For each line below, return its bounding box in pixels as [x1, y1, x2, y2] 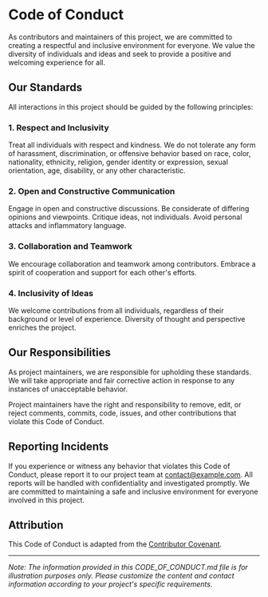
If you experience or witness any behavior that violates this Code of [8, 461, 231, 471]
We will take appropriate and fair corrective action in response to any [8, 375, 235, 385]
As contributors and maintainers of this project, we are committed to [8, 32, 233, 42]
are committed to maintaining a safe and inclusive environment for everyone [8, 487, 258, 496]
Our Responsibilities [8, 346, 112, 359]
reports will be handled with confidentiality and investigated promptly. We [8, 478, 250, 487]
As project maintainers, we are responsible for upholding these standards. [8, 367, 251, 377]
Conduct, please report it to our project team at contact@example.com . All [8, 470, 254, 479]
